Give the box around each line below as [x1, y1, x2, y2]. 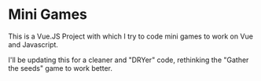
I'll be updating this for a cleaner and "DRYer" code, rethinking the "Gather [8, 55, 249, 64]
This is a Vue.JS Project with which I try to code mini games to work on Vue [8, 31, 254, 41]
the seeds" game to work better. [8, 63, 112, 72]
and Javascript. [8, 39, 59, 49]
